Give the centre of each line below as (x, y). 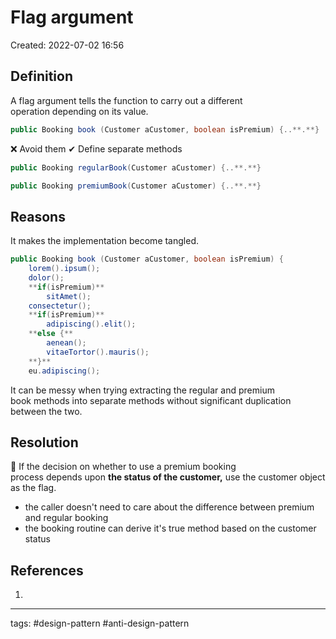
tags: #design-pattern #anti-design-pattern (100, 623)
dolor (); (46, 277)
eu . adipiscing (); (64, 371)
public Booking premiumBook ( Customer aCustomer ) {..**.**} (136, 186)
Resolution (44, 442)
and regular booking (66, 518)
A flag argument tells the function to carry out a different (126, 100)
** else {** (51, 334)
